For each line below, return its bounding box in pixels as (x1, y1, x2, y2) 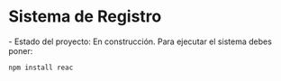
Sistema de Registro (8, 6, 162, 27)
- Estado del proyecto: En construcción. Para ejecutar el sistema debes (8, 36, 272, 47)
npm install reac (8, 63, 74, 72)
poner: (8, 45, 33, 56)
